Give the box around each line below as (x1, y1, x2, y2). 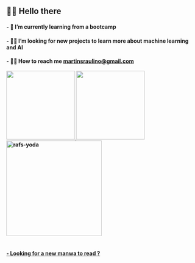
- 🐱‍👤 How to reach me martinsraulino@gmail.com (6, 57, 134, 65)
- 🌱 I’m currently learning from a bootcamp (6, 23, 117, 31)
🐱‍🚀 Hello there (6, 6, 62, 16)
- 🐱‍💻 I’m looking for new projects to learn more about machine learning (6, 37, 189, 45)
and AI (6, 43, 23, 51)
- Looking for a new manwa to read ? (6, 250, 101, 257)
